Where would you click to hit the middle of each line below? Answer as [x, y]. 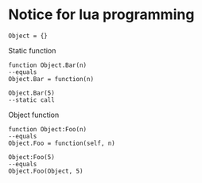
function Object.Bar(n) [48, 65]
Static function [32, 50]
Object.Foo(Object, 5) [46, 171]
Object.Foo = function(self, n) [62, 143]
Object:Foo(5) [32, 157]
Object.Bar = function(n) [51, 79]
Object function [34, 115]
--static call [32, 100]
